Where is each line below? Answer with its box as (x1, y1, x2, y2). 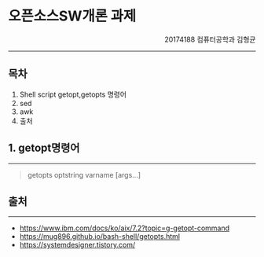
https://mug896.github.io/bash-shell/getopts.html (19, 232, 181, 241)
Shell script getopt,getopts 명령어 (19, 90, 127, 99)
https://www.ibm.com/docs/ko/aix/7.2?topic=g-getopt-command (19, 223, 230, 233)
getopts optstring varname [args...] (27, 170, 141, 179)
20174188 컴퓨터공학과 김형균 (164, 35, 256, 44)
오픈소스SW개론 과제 (8, 7, 137, 25)
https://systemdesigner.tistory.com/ (19, 240, 136, 250)
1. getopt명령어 (8, 141, 80, 155)
